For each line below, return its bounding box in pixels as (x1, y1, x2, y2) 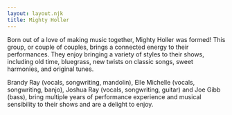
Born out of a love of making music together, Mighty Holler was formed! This (7, 35, 226, 43)
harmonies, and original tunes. (7, 65, 94, 73)
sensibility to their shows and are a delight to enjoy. (7, 100, 154, 108)
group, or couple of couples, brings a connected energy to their (7, 43, 189, 51)
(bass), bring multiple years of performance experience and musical (7, 92, 202, 101)
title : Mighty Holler (7, 17, 70, 23)
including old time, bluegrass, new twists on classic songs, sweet (7, 57, 194, 65)
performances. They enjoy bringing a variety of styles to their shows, (7, 50, 204, 59)
